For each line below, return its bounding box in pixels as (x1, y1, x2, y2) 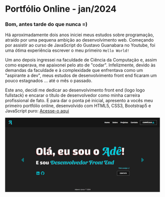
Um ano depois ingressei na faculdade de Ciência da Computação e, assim (5, 57, 157, 63)
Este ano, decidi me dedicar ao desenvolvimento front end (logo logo (5, 87, 145, 93)
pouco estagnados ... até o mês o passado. (5, 78, 92, 84)
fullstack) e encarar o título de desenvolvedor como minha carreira (5, 92, 140, 98)
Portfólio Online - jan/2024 (5, 3, 117, 15)
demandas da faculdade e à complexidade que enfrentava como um (5, 67, 143, 73)
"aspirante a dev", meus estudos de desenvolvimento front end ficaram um (5, 72, 157, 79)
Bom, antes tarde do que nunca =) (5, 21, 87, 28)
